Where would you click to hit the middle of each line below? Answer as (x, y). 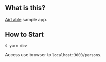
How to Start (24, 35)
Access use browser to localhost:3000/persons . (53, 54)
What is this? (25, 8)
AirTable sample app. (26, 19)
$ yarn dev (16, 46)
